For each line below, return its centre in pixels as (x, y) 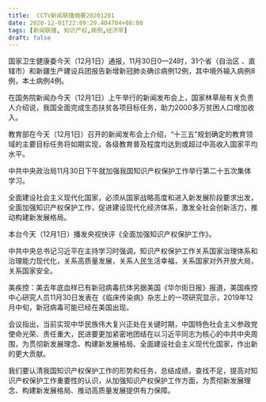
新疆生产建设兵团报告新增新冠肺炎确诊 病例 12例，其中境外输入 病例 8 (145, 71)
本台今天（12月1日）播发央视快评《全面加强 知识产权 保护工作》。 (112, 234)
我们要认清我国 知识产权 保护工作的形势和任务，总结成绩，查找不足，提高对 (129, 371)
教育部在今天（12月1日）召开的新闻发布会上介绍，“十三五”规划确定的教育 (127, 135)
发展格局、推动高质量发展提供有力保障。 (108, 391)
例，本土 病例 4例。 (38, 81)
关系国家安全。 (32, 271)
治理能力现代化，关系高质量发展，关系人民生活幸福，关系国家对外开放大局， (133, 261)
